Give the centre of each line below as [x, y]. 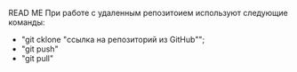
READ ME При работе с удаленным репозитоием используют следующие [148, 13]
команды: [27, 22]
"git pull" [37, 58]
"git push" [40, 49]
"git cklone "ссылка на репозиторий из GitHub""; [113, 40]
